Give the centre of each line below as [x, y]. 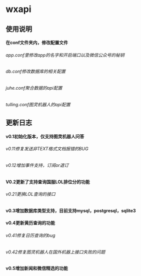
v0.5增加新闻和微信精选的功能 [37, 268]
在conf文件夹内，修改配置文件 [37, 43]
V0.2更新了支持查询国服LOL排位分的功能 [48, 182]
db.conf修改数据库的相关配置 [36, 72]
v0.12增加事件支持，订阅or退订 [37, 165]
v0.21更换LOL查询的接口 [30, 194]
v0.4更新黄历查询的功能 [30, 223]
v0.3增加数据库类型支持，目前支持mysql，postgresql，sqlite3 [71, 210]
